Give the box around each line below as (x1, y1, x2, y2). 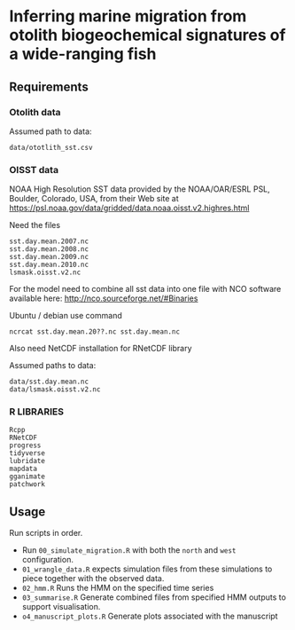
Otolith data (9, 106, 61, 118)
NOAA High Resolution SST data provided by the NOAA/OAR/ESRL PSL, (9, 184, 270, 194)
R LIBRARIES (9, 406, 65, 418)
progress (9, 441, 42, 450)
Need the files (9, 220, 60, 231)
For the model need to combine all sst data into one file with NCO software (9, 284, 282, 295)
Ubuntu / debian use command (9, 311, 122, 321)
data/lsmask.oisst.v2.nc (9, 385, 101, 394)
